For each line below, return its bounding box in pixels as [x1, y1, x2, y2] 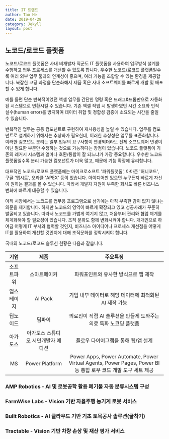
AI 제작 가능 [101, 299, 127, 306]
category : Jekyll [5, 21, 42, 27]
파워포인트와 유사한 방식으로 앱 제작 [74, 270, 154, 278]
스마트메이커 [29, 270, 58, 278]
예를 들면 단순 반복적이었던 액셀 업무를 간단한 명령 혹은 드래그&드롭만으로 [5, 96, 149, 102]
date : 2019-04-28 [5, 17, 42, 22]
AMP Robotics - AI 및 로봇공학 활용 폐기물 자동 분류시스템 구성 [5, 383, 149, 390]
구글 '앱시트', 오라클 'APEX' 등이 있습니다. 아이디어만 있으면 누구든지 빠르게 [5, 175, 153, 181]
